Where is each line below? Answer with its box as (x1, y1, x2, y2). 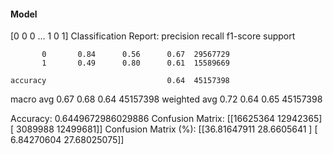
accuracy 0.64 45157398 (10, 76, 230, 86)
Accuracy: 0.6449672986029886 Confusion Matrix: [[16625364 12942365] (10, 113, 323, 125)
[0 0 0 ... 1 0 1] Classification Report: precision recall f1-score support (10, 30, 296, 42)
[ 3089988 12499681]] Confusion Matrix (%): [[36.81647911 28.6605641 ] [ (10, 123, 318, 135)
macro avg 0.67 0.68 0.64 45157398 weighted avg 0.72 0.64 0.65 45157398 (10, 93, 323, 105)
